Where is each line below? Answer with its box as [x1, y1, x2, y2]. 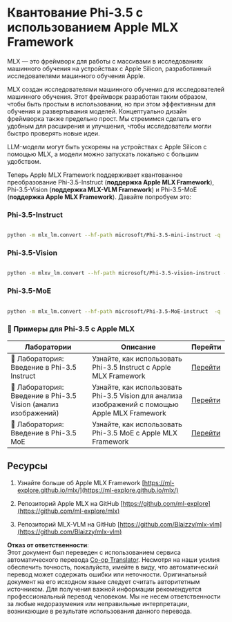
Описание [120, 342, 156, 352]
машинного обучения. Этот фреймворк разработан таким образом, [7, 92, 208, 101]
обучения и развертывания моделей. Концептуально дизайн [7, 107, 187, 115]
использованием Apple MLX [7, 19, 179, 35]
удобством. [7, 157, 41, 165]
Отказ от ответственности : [7, 540, 90, 549]
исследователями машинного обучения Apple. [7, 71, 146, 80]
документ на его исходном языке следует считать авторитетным [7, 577, 200, 585]
